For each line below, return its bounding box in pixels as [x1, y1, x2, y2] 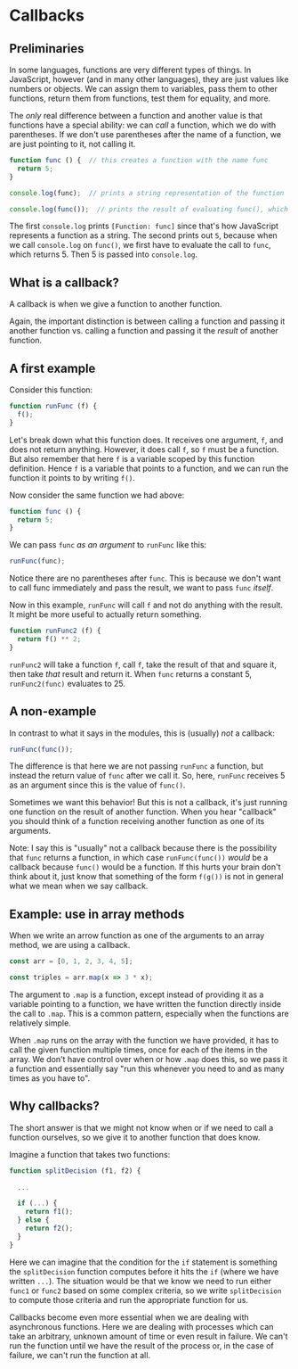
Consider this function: [9, 384, 93, 395]
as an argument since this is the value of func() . [9, 779, 186, 790]
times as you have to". [9, 1073, 91, 1084]
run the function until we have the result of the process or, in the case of [9, 1340, 274, 1351]
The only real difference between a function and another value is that [9, 111, 263, 120]
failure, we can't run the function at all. [9, 1349, 151, 1360]
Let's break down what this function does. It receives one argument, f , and [9, 434, 284, 445]
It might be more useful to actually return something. [9, 609, 202, 620]
